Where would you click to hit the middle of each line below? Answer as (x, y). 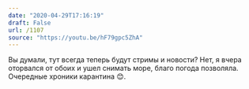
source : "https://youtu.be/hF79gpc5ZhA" (76, 37)
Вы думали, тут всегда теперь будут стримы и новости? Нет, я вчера (125, 60)
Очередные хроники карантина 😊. (67, 76)
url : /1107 (26, 30)
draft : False (30, 23)
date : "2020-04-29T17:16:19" (56, 15)
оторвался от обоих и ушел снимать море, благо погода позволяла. (123, 69)
